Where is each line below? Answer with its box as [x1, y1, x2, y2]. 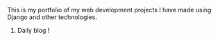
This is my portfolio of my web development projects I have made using [7, 6, 212, 14]
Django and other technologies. [7, 13, 97, 21]
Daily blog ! [17, 27, 50, 34]
